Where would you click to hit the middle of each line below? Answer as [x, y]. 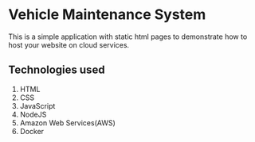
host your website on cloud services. [69, 44]
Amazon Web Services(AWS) [67, 123]
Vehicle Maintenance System [107, 15]
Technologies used [57, 70]
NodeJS [33, 114]
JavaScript [37, 106]
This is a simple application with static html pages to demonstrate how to [128, 36]
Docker [32, 131]
